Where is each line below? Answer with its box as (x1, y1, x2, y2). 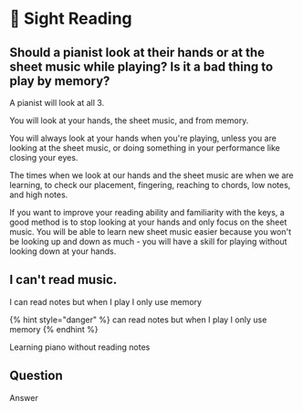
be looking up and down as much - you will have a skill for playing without (9, 237, 287, 247)
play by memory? (9, 73, 110, 89)
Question (9, 368, 63, 384)
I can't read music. (9, 272, 118, 288)
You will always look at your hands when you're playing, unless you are (9, 132, 277, 143)
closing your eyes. (9, 153, 78, 163)
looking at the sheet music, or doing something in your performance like (9, 142, 280, 153)
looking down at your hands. (9, 246, 117, 257)
